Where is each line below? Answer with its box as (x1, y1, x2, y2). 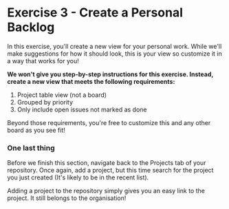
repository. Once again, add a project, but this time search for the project (7, 166, 214, 175)
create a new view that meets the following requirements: (7, 77, 175, 85)
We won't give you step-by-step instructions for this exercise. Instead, (7, 70, 214, 78)
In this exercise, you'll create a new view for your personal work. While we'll (7, 42, 222, 50)
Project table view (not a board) (17, 91, 107, 99)
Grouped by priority (17, 98, 74, 106)
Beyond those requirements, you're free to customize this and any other (7, 118, 211, 126)
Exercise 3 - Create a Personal (7, 5, 184, 21)
